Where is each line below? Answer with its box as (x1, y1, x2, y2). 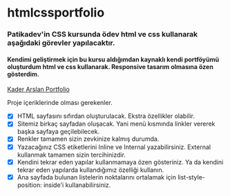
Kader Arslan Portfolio (7, 85, 70, 94)
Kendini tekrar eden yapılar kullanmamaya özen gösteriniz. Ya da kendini (17, 157, 224, 166)
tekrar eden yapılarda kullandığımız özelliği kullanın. (17, 166, 164, 174)
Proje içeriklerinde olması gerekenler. (7, 99, 113, 107)
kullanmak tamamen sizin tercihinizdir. (17, 150, 126, 159)
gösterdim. (7, 70, 40, 78)
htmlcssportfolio (7, 5, 105, 21)
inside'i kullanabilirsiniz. (44, 181, 111, 189)
